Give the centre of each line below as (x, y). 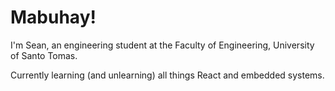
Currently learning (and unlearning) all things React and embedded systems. (167, 75)
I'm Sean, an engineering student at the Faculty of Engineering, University (162, 45)
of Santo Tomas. (44, 55)
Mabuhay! (53, 17)
